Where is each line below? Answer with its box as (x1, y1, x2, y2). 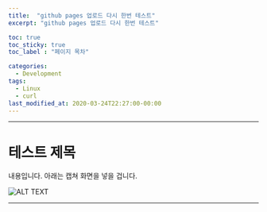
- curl (15, 92, 37, 100)
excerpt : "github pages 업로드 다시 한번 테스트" (8, 19, 159, 27)
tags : (8, 77, 26, 85)
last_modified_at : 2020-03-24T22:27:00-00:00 (8, 99, 161, 107)
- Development (15, 70, 62, 78)
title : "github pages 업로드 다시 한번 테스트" (8, 11, 156, 20)
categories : (8, 63, 48, 71)
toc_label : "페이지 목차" (8, 48, 90, 56)
